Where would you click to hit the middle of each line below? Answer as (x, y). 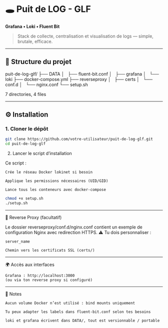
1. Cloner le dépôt (27, 129)
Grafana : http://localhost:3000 (40, 275)
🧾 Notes (13, 294)
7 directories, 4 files (26, 94)
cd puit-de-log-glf (25, 144)
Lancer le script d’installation (42, 153)
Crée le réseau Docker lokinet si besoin (49, 172)
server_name (17, 241)
